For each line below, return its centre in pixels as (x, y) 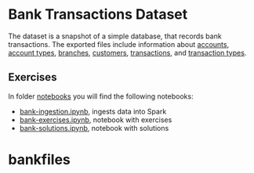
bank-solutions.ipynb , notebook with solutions (94, 128)
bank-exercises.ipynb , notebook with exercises (96, 120)
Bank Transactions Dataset (98, 14)
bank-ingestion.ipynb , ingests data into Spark (93, 111)
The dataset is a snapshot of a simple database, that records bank (115, 36)
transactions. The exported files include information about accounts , (119, 44)
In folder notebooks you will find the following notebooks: (101, 96)
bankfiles (39, 159)
